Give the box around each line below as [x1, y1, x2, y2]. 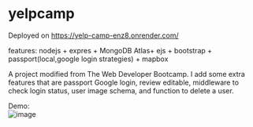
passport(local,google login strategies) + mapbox [8, 54, 169, 63]
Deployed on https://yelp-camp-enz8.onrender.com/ [8, 31, 179, 40]
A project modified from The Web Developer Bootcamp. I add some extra [8, 69, 246, 78]
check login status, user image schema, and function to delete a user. [8, 85, 234, 95]
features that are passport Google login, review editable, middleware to [8, 78, 239, 87]
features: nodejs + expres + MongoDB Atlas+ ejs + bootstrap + [8, 45, 213, 55]
